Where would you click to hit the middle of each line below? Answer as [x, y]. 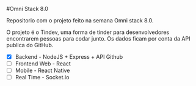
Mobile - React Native [42, 71]
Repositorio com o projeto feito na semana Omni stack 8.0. [80, 20]
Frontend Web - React [43, 64]
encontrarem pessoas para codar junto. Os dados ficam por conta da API [98, 38]
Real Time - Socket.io [42, 78]
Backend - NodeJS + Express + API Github [69, 57]
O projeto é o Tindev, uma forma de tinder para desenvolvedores [88, 32]
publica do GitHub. [30, 45]
